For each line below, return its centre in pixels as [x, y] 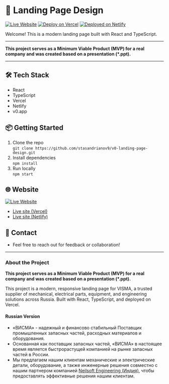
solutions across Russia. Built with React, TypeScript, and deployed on [78, 299]
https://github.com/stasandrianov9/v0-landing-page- [92, 148]
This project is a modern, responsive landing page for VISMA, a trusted [79, 289]
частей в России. [31, 354]
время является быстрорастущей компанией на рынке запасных [82, 349]
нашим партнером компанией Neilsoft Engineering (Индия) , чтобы [83, 370]
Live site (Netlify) [30, 217]
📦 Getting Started [34, 128]
